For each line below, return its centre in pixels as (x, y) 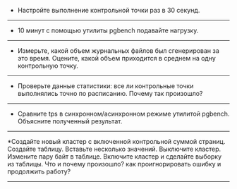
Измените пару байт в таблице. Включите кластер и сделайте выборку (115, 157)
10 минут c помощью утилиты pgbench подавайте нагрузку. (108, 30)
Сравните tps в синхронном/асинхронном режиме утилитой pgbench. (123, 114)
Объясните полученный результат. (70, 121)
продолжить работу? (39, 171)
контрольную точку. (48, 66)
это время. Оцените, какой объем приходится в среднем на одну (117, 58)
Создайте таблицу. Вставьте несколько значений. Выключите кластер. (114, 149)
